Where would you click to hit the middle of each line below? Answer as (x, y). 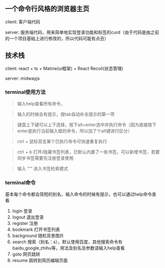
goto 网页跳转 (26, 254)
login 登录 (22, 211)
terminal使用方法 (25, 92)
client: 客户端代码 (23, 22)
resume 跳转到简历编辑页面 (40, 261)
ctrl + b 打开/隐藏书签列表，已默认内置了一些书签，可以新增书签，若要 (88, 152)
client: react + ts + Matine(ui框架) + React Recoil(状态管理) (64, 68)
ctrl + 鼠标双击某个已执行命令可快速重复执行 (62, 141)
